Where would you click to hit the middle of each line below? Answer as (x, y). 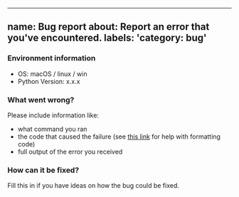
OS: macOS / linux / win (52, 74)
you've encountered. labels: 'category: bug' (107, 38)
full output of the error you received (70, 151)
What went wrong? (41, 100)
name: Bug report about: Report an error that (108, 27)
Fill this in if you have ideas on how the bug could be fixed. (94, 186)
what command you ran (52, 129)
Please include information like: (53, 115)
